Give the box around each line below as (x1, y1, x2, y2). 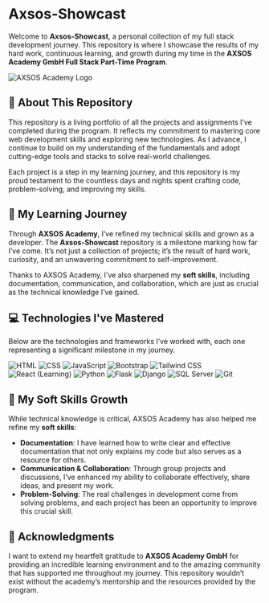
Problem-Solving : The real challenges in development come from (19, 490, 238, 499)
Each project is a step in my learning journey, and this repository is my (8, 166, 241, 177)
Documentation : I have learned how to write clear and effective (19, 438, 231, 448)
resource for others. (19, 455, 87, 465)
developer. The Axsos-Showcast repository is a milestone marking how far (8, 237, 259, 247)
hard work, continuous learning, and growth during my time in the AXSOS (8, 48, 252, 58)
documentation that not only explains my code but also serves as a (19, 447, 242, 457)
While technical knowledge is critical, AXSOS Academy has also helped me (8, 414, 257, 424)
